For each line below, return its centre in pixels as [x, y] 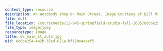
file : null [16, 18]
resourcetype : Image [26, 32]
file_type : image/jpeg [28, 28]
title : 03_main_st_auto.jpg [33, 37]
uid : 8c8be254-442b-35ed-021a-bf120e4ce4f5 [50, 41]
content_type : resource [29, 9]
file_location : [20, 23]
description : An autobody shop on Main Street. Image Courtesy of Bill [79, 14]
